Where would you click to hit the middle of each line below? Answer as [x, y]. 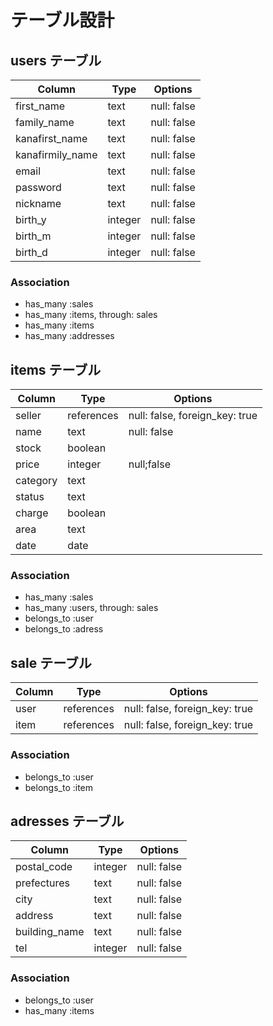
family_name [45, 122]
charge [32, 513]
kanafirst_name [51, 138]
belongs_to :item [59, 787]
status [30, 497]
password [38, 187]
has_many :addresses [69, 336]
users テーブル [56, 60]
